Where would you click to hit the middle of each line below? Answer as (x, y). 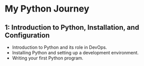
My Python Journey (47, 9)
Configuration (27, 35)
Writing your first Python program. (48, 58)
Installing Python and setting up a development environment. (75, 53)
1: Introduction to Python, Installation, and (72, 27)
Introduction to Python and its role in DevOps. (59, 47)
